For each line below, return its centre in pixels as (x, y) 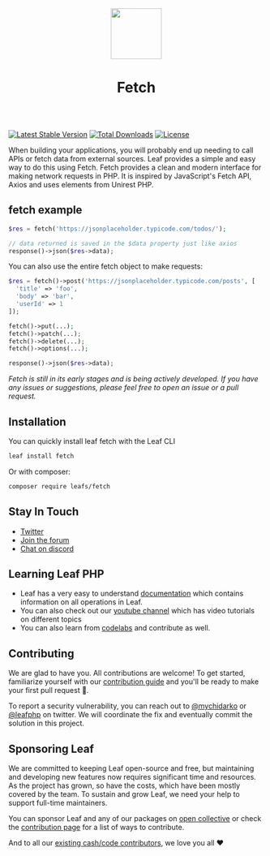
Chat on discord (47, 548)
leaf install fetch (41, 456)
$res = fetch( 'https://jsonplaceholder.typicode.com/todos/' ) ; (118, 229)
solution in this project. (47, 723)
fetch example (45, 210)
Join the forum (45, 540)
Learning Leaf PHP (56, 574)
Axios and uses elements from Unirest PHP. (81, 184)
